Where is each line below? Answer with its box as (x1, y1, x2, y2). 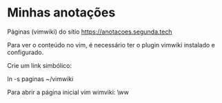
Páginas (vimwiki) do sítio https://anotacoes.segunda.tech (7, 27, 172, 36)
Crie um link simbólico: (7, 61, 72, 69)
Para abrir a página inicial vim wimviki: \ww (7, 88, 130, 96)
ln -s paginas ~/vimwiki (7, 74, 74, 83)
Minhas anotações (7, 5, 116, 21)
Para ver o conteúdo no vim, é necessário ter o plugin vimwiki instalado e (7, 41, 216, 49)
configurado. (7, 48, 44, 56)
